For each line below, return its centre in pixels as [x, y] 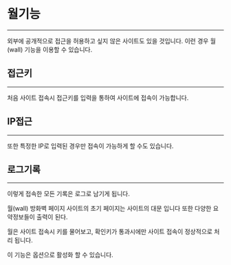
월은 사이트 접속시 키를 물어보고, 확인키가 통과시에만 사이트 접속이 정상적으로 [110, 232]
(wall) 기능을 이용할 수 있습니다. [50, 50]
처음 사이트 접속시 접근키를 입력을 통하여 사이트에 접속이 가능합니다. [98, 98]
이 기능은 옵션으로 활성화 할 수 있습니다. [60, 255]
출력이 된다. [52, 217]
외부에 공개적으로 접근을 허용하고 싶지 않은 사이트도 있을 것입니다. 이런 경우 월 [112, 41]
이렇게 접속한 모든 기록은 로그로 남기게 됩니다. [69, 194]
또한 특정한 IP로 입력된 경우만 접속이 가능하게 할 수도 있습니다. [90, 146]
